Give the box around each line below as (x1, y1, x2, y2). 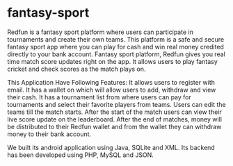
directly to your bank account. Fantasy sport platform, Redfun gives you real (7, 50, 226, 58)
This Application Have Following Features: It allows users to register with (7, 78, 216, 86)
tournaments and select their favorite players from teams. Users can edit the (7, 100, 226, 108)
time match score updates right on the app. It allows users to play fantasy (7, 57, 218, 65)
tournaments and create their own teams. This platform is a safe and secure (7, 35, 225, 43)
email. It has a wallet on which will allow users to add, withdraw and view (7, 85, 216, 94)
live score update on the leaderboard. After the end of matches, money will (7, 115, 223, 123)
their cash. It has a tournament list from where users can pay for (7, 92, 191, 101)
